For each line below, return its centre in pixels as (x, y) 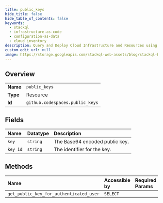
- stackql (19, 28)
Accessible (117, 180)
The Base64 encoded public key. (91, 142)
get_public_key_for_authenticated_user (53, 194)
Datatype (38, 133)
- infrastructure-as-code (36, 32)
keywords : (15, 23)
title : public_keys (25, 9)
